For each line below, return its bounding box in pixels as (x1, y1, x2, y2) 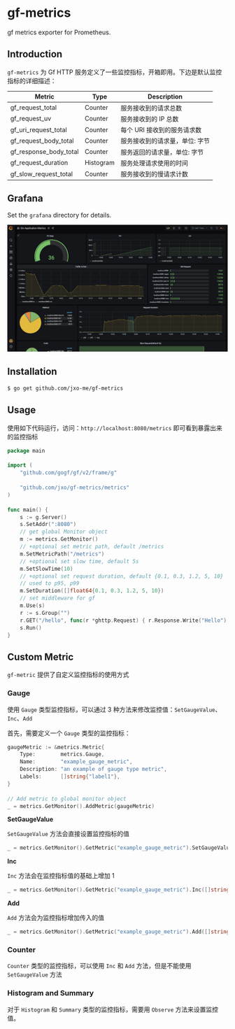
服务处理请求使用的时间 (120, 159, 189, 167)
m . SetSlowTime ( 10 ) (20, 565, 73, 572)
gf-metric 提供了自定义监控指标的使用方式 (7, 670, 129, 679)
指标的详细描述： (7, 76, 57, 85)
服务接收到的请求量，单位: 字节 (120, 136, 210, 145)
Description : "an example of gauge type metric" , (20, 766, 168, 773)
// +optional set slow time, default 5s (20, 558, 139, 565)
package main (7, 447, 45, 454)
